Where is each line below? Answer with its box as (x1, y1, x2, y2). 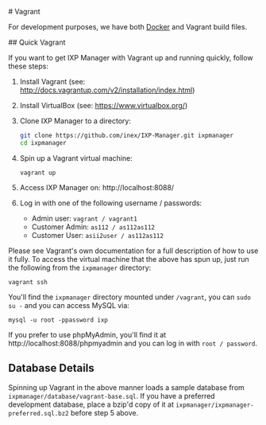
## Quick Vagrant (8, 37, 66, 47)
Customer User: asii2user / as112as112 (31, 230, 164, 240)
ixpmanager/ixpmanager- (175, 401, 254, 409)
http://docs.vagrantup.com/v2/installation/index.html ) (19, 85, 195, 95)
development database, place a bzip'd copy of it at (8, 400, 175, 409)
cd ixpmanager (19, 138, 67, 146)
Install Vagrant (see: (19, 77, 86, 86)
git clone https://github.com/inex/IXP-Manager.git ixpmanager (19, 131, 234, 139)
